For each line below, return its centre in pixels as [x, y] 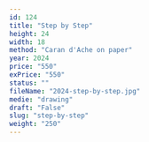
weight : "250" [35, 124]
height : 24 [29, 34]
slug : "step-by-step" [49, 116]
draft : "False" [37, 108]
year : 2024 [29, 58]
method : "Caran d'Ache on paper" [71, 50]
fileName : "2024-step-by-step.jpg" [75, 91]
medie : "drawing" [41, 99]
